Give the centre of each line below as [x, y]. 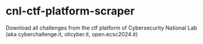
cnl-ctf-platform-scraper [70, 11]
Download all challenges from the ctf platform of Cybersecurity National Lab [101, 28]
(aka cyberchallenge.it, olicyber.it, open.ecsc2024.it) [72, 34]
